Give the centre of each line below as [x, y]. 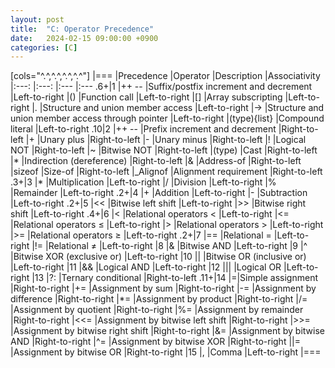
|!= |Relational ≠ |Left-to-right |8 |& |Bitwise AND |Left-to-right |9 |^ [169, 246]
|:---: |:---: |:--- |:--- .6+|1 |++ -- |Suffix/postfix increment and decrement [161, 87]
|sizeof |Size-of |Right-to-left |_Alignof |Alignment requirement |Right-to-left [166, 172]
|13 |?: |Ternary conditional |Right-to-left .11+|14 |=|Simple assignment [174, 278]
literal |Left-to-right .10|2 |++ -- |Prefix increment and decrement [143, 129]
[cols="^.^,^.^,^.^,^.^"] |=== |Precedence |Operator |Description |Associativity [165, 76]
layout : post [37, 19]
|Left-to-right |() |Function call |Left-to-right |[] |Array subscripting [146, 97]
